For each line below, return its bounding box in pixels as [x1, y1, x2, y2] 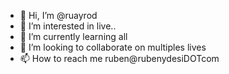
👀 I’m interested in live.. [19, 20, 117, 32]
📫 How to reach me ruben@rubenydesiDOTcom [19, 53, 220, 64]
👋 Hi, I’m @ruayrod [19, 10, 98, 21]
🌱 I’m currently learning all [19, 31, 128, 42]
